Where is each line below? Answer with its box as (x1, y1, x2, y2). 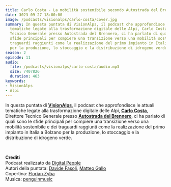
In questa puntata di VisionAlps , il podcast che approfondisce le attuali (5, 102, 155, 108)
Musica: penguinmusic (5, 176, 53, 182)
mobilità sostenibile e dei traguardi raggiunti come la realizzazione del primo (5, 123, 165, 130)
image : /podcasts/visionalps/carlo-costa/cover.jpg (5, 17, 117, 22)
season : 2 (5, 50, 26, 55)
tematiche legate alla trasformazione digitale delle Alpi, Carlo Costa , (5, 108, 149, 114)
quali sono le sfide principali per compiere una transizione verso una (5, 118, 149, 124)
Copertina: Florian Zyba (5, 170, 55, 176)
